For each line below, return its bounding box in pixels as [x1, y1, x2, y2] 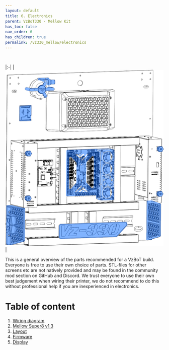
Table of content [5, 301, 75, 312]
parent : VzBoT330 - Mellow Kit [5, 19, 71, 24]
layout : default [5, 8, 39, 13]
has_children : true [5, 35, 46, 40]
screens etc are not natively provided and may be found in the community [5, 267, 158, 273]
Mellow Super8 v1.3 [12, 323, 54, 329]
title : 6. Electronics [5, 13, 53, 19]
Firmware [12, 333, 33, 339]
